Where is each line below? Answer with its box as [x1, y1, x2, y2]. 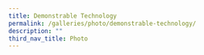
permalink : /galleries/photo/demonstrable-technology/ [8, 19, 197, 27]
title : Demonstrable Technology [8, 11, 117, 20]
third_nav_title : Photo [8, 34, 89, 43]
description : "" [8, 27, 63, 35]
